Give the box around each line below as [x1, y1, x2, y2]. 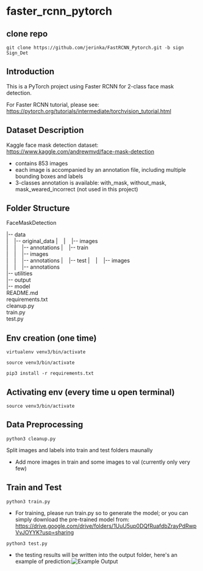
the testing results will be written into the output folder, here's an [15, 551, 178, 558]
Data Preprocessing [6, 419, 84, 430]
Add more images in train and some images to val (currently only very [15, 458, 191, 466]
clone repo [6, 29, 48, 39]
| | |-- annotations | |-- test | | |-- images [6, 257, 130, 264]
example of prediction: [15, 558, 72, 565]
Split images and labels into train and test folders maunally [6, 446, 153, 453]
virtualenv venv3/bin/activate [6, 349, 86, 355]
